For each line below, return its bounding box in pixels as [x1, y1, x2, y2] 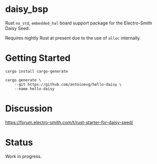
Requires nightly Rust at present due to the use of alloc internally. [5, 35, 141, 41]
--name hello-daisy [14, 86, 55, 91]
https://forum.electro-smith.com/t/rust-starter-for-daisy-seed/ [5, 119, 133, 125]
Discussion [5, 103, 52, 114]
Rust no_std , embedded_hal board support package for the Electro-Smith [5, 20, 152, 26]
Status [5, 137, 33, 148]
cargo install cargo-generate [5, 69, 68, 74]
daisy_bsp [5, 3, 48, 15]
